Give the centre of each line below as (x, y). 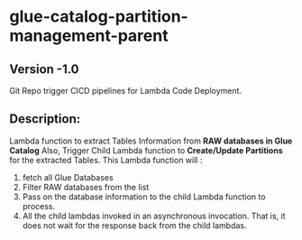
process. (39, 206)
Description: (45, 119)
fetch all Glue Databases (68, 177)
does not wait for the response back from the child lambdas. (134, 225)
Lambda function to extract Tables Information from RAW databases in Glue (151, 141)
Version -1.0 (44, 69)
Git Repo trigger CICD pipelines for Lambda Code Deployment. (125, 91)
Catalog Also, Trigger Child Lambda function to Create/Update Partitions (146, 150)
